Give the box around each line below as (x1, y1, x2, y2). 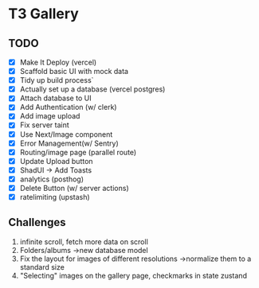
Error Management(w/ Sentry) (19, 138, 119, 148)
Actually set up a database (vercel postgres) (19, 84, 166, 94)
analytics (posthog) (19, 174, 84, 184)
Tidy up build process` (19, 76, 94, 85)
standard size (19, 262, 65, 271)
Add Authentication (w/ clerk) (19, 103, 117, 112)
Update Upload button (19, 156, 93, 165)
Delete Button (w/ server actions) (19, 183, 129, 193)
